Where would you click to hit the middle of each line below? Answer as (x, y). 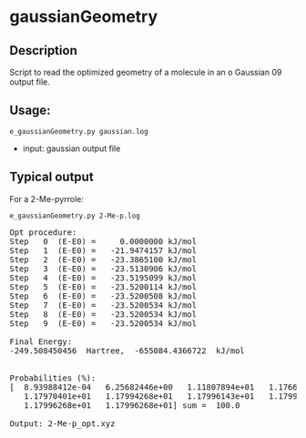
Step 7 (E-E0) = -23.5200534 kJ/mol (103, 305)
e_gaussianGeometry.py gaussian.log (79, 131)
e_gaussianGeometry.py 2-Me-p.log (75, 216)
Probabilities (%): (53, 378)
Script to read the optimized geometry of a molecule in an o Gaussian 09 (146, 72)
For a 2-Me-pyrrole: (47, 199)
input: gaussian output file (71, 148)
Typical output (51, 177)
